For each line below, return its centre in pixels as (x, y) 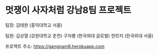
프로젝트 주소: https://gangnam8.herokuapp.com (55, 46)
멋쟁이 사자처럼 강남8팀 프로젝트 (68, 10)
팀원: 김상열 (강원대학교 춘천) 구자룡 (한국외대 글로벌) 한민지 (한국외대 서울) (80, 35)
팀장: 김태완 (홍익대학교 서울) (34, 25)
